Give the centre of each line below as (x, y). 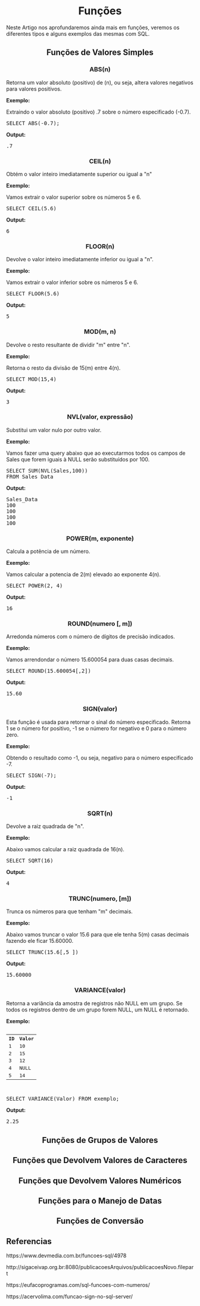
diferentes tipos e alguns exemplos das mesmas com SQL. (78, 33)
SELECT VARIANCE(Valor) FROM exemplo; (63, 1099)
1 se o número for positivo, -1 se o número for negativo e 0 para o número (96, 728)
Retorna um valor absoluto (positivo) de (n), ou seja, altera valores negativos (100, 82)
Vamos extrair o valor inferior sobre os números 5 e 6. (72, 282)
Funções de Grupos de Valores (100, 1140)
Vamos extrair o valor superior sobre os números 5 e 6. (74, 197)
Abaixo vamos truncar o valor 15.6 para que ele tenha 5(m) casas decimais (98, 935)
